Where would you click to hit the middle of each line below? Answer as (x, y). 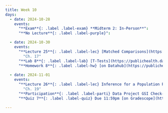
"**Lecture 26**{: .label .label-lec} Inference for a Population (89, 84)
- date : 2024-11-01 (30, 75)
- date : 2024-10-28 (30, 19)
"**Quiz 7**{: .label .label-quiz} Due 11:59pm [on (73, 98)
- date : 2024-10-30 (30, 42)
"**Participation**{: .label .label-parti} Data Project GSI (83, 93)
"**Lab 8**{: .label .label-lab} (53, 61)
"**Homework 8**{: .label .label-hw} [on (62, 66)
